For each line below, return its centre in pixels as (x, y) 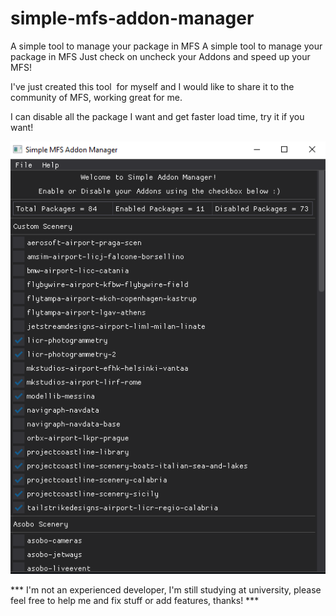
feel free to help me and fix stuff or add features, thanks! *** (135, 601)
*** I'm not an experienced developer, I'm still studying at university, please (166, 590)
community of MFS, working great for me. (96, 97)
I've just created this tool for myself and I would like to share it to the (152, 86)
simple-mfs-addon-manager (132, 18)
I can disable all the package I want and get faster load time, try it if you (157, 116)
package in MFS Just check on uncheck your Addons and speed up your (160, 56)
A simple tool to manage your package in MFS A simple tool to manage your (166, 46)
